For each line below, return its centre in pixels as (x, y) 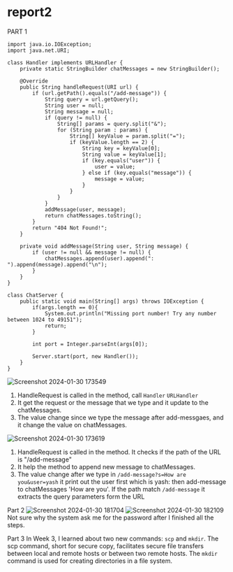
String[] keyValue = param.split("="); (128, 136)
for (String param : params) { (103, 130)
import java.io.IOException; (50, 44)
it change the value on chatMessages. (72, 424)
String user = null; (74, 106)
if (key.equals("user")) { (121, 160)
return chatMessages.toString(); (93, 215)
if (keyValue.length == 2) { (112, 142)
